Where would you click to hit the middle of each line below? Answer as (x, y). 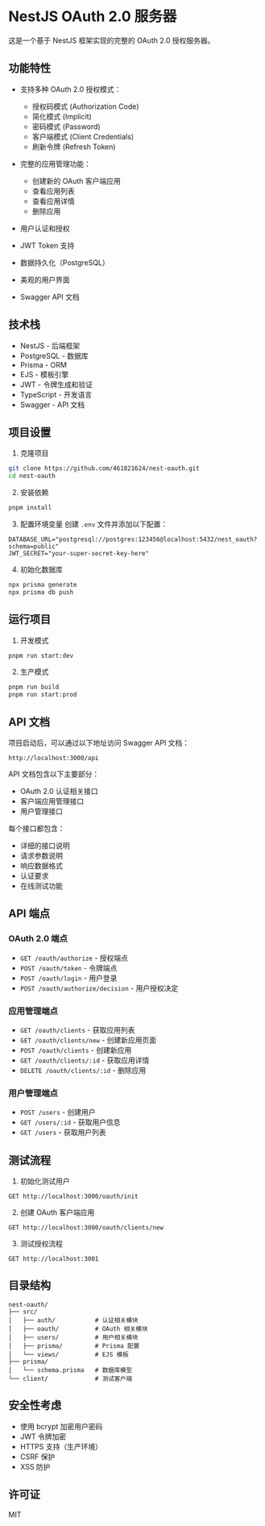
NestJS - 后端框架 (50, 345)
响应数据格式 (41, 866)
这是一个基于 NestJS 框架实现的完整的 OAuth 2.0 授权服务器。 (112, 40)
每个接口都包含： (37, 828)
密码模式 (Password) (66, 127)
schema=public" (34, 547)
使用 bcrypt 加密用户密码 (61, 1426)
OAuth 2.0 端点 (38, 938)
